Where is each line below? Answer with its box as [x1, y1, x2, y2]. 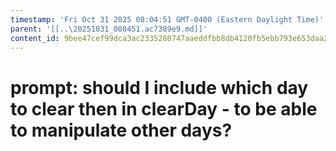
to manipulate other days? [10, 119, 233, 141]
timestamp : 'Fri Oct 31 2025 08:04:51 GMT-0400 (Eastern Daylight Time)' [10, 14, 325, 25]
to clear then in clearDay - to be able [10, 97, 318, 120]
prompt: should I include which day [10, 76, 309, 99]
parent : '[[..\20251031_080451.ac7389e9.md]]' [10, 24, 208, 34]
